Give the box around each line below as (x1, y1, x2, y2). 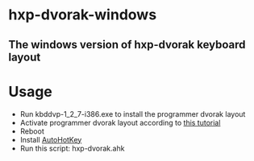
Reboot (19, 126, 44, 136)
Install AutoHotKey (19, 134, 82, 144)
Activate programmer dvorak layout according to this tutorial (19, 118, 221, 127)
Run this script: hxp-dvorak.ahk (19, 143, 125, 153)
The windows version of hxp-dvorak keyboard (8, 38, 246, 52)
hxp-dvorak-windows (8, 6, 157, 24)
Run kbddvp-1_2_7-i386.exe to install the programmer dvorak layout (19, 109, 246, 118)
